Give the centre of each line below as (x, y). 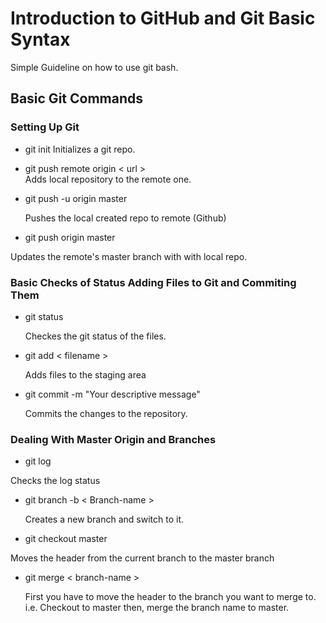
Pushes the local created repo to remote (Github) (125, 218)
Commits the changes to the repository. (106, 413)
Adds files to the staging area (85, 374)
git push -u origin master (76, 198)
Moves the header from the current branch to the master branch (142, 558)
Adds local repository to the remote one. (108, 179)
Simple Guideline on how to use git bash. (94, 67)
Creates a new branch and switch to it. (104, 519)
